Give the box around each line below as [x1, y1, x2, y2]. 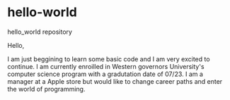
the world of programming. [7, 85, 86, 93]
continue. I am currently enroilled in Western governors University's [7, 62, 205, 70]
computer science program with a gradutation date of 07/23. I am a [7, 70, 204, 78]
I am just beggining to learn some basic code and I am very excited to [7, 54, 210, 63]
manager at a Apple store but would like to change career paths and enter [7, 77, 223, 85]
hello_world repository [7, 27, 73, 36]
